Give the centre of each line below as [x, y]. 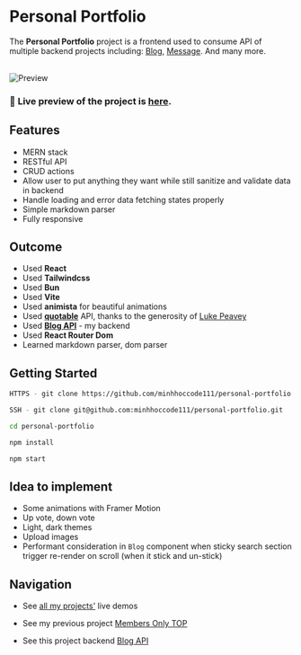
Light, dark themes [57, 527]
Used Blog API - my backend [76, 326]
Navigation [40, 584]
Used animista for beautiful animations [95, 306]
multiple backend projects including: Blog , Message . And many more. [138, 50]
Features [35, 131]
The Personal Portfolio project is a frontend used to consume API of [136, 41]
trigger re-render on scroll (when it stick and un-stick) [122, 556]
